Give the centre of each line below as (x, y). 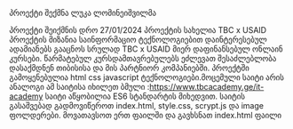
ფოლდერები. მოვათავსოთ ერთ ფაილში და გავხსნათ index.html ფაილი (146, 115)
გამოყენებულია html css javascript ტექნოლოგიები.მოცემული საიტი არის (146, 77)
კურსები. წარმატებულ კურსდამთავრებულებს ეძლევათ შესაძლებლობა (143, 58)
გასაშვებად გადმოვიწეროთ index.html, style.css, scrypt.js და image (137, 105)
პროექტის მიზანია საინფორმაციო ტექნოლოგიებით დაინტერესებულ (139, 40)
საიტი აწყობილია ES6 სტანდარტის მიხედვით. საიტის (145, 96)
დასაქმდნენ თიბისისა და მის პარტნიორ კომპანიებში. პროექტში (130, 68)
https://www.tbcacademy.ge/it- (207, 87)
